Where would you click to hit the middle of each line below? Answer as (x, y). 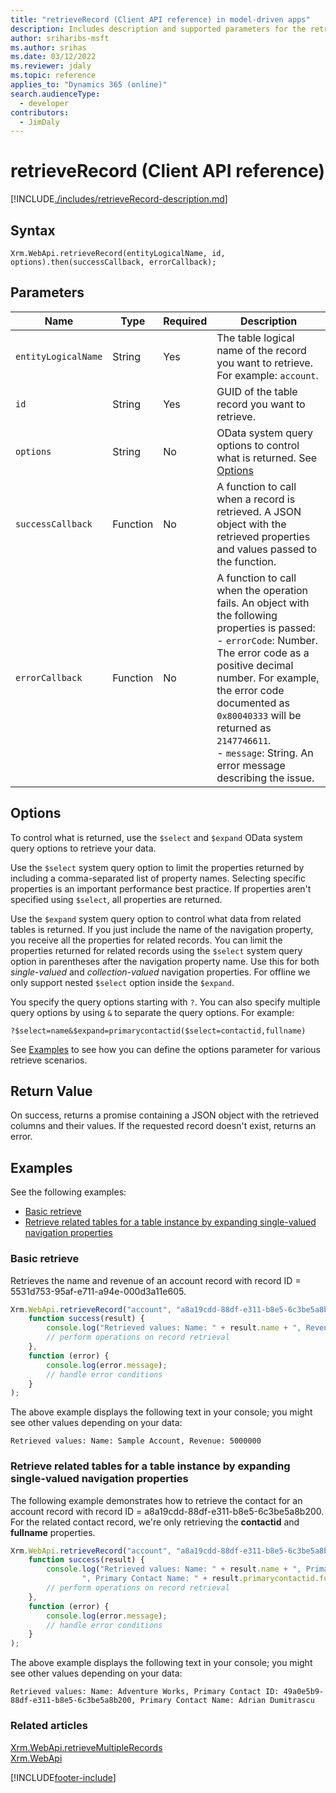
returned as (244, 728)
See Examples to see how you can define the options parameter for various (165, 1049)
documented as (253, 703)
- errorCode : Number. (267, 640)
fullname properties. (53, 1532)
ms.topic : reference (53, 76)
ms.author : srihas (48, 47)
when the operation (262, 590)
